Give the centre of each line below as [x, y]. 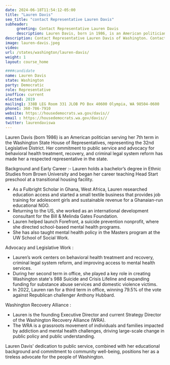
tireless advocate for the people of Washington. [55, 357]
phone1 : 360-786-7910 [28, 109]
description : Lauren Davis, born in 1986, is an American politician [91, 33]
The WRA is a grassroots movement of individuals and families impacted [88, 325]
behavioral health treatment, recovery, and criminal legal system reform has [84, 153]
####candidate [20, 71]
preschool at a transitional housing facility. [49, 179]
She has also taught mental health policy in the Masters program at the [86, 232]
